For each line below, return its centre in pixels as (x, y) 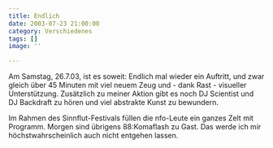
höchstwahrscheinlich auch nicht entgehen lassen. (93, 136)
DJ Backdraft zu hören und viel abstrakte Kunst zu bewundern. (114, 102)
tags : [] (23, 39)
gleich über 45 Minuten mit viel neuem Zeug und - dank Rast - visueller (128, 85)
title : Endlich (34, 16)
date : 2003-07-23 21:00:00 (54, 24)
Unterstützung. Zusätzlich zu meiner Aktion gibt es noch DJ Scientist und (131, 94)
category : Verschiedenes (50, 31)
